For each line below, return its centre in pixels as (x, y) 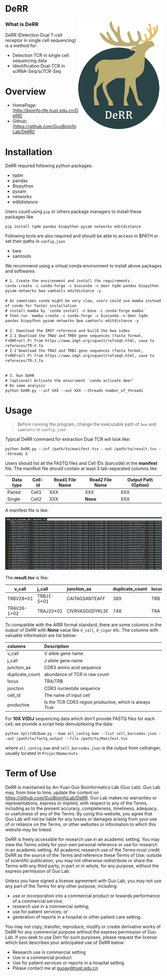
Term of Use (31, 773)
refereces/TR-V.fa (24, 346)
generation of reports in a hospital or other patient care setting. (77, 917)
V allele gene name (64, 654)
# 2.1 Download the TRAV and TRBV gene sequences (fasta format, (74, 336)
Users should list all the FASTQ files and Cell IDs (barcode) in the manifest (81, 463)
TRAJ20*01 (50, 611)
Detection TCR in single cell (41, 55)
